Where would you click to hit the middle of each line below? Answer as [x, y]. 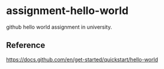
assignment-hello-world [67, 11]
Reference [26, 45]
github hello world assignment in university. [59, 27]
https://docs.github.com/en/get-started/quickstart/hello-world [82, 59]
